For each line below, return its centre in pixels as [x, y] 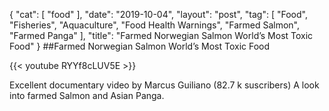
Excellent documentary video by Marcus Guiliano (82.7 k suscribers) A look [164, 85]
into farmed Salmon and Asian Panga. [87, 95]
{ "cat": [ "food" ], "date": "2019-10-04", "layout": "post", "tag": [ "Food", [158, 14]
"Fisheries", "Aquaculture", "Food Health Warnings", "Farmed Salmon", [155, 25]
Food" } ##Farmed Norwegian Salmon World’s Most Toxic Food [140, 46]
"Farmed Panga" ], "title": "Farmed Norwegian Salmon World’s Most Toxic [161, 35]
